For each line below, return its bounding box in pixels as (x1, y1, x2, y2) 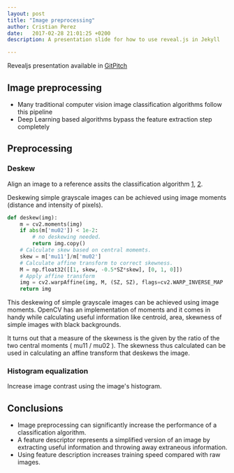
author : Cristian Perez (7, 23, 77, 30)
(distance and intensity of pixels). (7, 201, 103, 209)
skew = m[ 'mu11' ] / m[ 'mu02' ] (20, 253, 101, 260)
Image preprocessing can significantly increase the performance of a (17, 421, 217, 430)
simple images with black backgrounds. (7, 321, 122, 329)
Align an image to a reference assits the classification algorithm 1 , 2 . (7, 180, 203, 188)
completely (17, 122, 50, 131)
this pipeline (17, 108, 53, 116)
